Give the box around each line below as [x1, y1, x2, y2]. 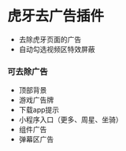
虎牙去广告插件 [7, 7, 105, 25]
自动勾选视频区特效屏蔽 [18, 44, 95, 53]
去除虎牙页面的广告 [18, 35, 82, 44]
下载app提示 [18, 105, 60, 115]
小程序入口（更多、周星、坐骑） [18, 115, 123, 124]
